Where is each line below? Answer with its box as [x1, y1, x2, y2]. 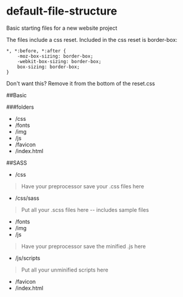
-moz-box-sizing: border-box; [17, 53, 94, 59]
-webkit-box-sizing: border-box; [17, 58, 102, 64]
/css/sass [15, 194, 39, 202]
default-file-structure [6, 4, 118, 18]
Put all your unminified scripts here [21, 266, 108, 273]
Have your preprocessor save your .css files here [21, 182, 144, 189]
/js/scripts [15, 254, 41, 262]
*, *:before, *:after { [6, 47, 67, 54]
